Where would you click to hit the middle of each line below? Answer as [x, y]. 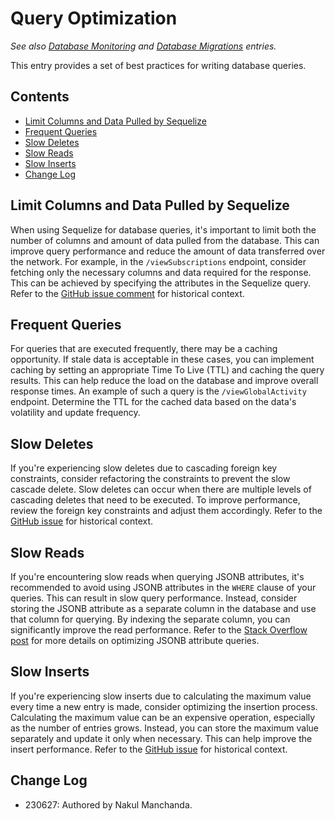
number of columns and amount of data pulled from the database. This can [165, 240]
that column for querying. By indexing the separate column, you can [150, 619]
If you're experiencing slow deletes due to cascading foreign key [144, 468]
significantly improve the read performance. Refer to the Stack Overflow [159, 630]
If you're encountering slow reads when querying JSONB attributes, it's [157, 576]
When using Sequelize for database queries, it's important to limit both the [163, 229]
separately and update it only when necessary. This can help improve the [161, 738]
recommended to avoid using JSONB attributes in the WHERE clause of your [163, 587]
